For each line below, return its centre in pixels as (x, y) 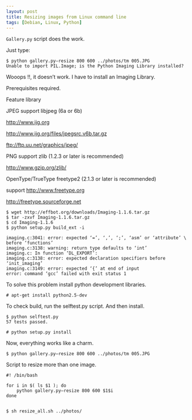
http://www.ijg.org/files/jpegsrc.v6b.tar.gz (57, 134)
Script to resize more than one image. (51, 365)
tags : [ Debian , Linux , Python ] (44, 22)
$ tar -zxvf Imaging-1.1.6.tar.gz (48, 218)
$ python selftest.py (32, 317)
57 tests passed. (27, 322)
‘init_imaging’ (25, 264)
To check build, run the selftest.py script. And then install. (75, 306)
